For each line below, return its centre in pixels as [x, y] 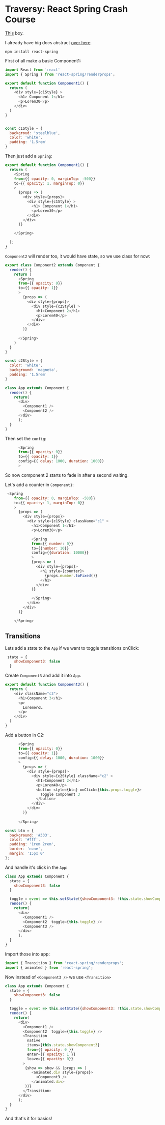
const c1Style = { [24, 128]
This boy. [14, 33]
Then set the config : [26, 438]
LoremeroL [33, 707]
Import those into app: [27, 954]
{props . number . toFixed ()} [71, 576]
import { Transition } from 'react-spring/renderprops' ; [65, 963]
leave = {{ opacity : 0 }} [50, 1059]
